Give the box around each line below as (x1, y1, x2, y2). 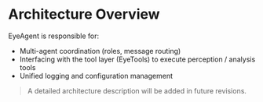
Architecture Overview (8, 5, 160, 23)
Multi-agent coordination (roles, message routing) (19, 46, 181, 55)
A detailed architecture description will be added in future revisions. (27, 86, 247, 95)
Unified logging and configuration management (19, 71, 173, 80)
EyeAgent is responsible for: (8, 31, 100, 40)
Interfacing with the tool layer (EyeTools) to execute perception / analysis (19, 55, 256, 64)
